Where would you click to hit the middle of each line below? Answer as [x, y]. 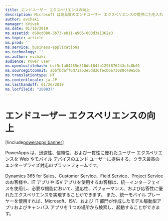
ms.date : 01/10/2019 [27, 29]
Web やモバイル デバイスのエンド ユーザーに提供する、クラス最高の [90, 159]
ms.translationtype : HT [30, 75]
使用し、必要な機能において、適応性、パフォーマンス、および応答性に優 [88, 188]
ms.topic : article [24, 38]
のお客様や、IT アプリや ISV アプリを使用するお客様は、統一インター [76, 182]
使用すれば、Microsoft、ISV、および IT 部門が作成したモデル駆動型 [88, 201]
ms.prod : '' [18, 43]
